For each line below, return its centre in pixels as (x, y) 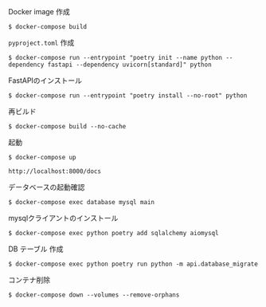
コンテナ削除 (29, 280)
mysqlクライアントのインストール (63, 218)
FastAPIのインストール (45, 81)
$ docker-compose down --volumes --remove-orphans (94, 295)
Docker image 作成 (39, 12)
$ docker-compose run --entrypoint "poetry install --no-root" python (128, 96)
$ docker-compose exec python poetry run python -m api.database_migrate (133, 264)
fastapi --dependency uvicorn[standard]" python (130, 65)
